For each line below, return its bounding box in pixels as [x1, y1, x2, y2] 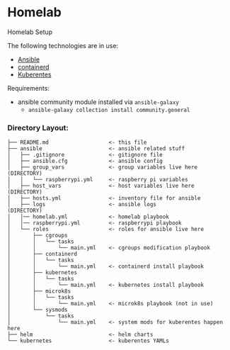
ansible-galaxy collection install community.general [28, 106, 190, 113]
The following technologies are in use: [7, 41, 119, 50]
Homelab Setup [7, 28, 53, 36]
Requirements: [7, 84, 50, 92]
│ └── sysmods [7, 306, 69, 314]
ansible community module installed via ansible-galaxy [17, 97, 179, 106]
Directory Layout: [7, 123, 69, 132]
